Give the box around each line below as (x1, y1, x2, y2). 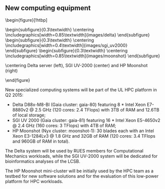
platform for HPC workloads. (5, 178, 63, 184)
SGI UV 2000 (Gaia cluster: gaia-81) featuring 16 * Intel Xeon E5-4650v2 (12, 117, 161, 123)
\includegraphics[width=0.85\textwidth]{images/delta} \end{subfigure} (5, 32, 150, 38)
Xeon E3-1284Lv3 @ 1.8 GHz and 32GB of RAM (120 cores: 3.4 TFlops (12, 133, 156, 139)
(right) (5, 68, 18, 74)
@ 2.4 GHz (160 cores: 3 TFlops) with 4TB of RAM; (12, 122, 117, 128)
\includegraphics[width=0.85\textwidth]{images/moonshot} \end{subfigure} (5, 53, 161, 59)
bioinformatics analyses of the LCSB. (5, 158, 81, 164)
